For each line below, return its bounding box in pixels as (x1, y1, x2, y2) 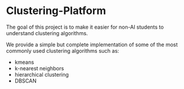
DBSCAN (14, 77, 37, 84)
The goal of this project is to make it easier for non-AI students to (6, 23, 164, 30)
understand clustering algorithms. (6, 29, 88, 36)
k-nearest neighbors (14, 64, 65, 71)
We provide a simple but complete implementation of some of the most (6, 41, 178, 48)
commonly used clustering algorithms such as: (6, 47, 119, 54)
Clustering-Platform (6, 4, 106, 18)
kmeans (14, 59, 34, 66)
